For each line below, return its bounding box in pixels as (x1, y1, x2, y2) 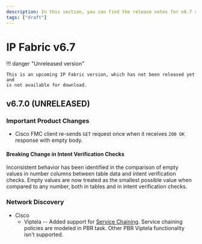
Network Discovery (6, 198, 64, 206)
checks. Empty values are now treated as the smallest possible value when (6, 177, 192, 184)
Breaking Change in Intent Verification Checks (6, 150, 125, 157)
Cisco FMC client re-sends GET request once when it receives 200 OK (14, 130, 185, 138)
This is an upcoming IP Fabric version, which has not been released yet (6, 72, 195, 78)
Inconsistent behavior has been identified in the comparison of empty (6, 163, 179, 171)
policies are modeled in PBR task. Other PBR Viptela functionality (23, 224, 185, 231)
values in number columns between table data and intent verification (6, 170, 176, 177)
